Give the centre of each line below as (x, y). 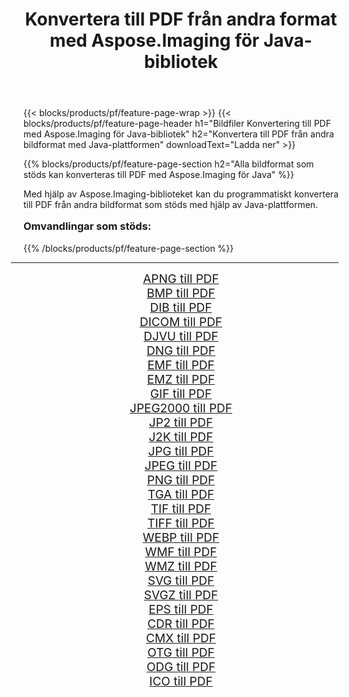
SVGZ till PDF (181, 595)
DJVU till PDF (181, 336)
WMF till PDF (181, 552)
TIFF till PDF (181, 523)
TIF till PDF (181, 509)
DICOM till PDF (181, 322)
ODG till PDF (181, 667)
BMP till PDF (181, 293)
